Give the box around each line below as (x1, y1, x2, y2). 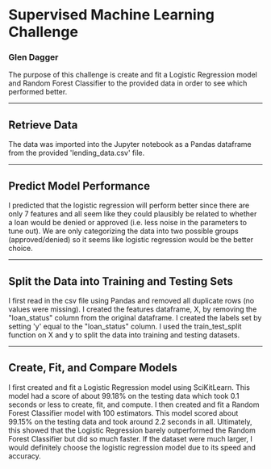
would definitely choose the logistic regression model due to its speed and (8, 442, 256, 452)
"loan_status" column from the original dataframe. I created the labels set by (8, 312, 262, 322)
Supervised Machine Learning (8, 6, 215, 24)
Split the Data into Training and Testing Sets (8, 274, 234, 288)
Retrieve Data (8, 118, 78, 132)
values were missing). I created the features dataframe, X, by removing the (8, 304, 257, 314)
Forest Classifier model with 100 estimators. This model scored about (8, 408, 239, 417)
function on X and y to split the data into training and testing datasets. (8, 329, 240, 340)
